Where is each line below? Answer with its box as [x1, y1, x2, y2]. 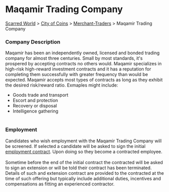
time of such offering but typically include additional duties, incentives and [5, 175, 161, 181]
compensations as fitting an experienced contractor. [5, 181, 115, 187]
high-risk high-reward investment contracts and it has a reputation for [5, 66, 151, 72]
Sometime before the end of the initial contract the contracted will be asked [5, 159, 163, 165]
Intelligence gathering [12, 108, 58, 114]
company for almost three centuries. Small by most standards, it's [5, 55, 143, 61]
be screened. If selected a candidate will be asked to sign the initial [5, 143, 146, 149]
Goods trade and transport [12, 92, 69, 98]
